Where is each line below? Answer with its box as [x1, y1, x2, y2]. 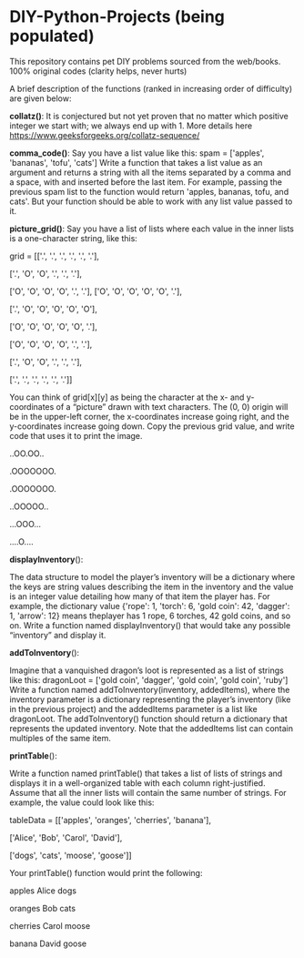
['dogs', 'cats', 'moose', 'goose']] [9, 850, 132, 861]
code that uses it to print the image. [9, 430, 143, 441]
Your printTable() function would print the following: [9, 867, 203, 878]
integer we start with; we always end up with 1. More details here [9, 120, 253, 131]
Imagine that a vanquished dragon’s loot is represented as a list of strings [9, 665, 284, 676]
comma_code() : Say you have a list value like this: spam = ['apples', [9, 148, 265, 158]
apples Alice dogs [9, 885, 77, 896]
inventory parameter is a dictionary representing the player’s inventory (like [9, 694, 291, 705]
